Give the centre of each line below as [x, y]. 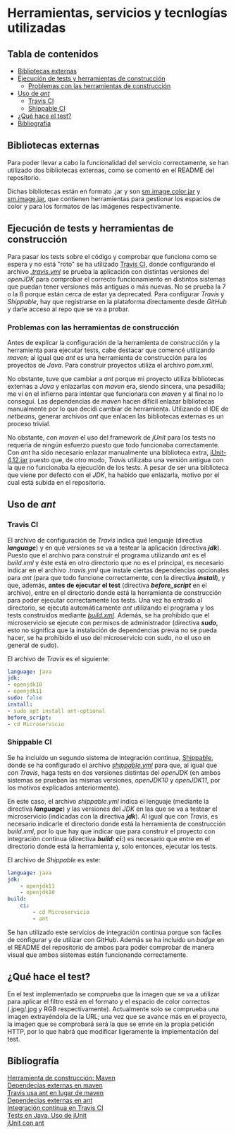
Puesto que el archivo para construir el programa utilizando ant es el [107, 555]
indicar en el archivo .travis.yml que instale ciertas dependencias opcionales [118, 570]
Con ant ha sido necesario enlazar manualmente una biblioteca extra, [108, 452]
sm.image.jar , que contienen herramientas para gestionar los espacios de [114, 198]
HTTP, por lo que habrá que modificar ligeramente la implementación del [113, 1031]
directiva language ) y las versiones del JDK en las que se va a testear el [112, 809]
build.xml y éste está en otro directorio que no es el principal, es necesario [116, 562]
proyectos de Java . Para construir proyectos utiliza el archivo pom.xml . [111, 365]
